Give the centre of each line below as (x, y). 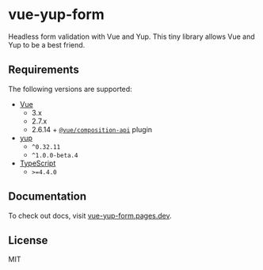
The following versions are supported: (70, 89)
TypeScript (38, 163)
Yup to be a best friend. (47, 44)
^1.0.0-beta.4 (55, 155)
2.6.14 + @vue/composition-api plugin (92, 129)
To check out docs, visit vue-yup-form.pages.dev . (90, 215)
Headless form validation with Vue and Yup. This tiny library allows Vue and (131, 36)
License (28, 240)
